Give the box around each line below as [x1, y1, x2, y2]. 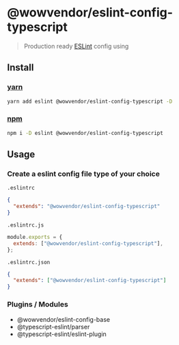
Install [7, 62, 34, 73]
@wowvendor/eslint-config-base [16, 315, 111, 323]
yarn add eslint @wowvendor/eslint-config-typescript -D [7, 98, 173, 105]
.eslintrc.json [7, 259, 51, 266]
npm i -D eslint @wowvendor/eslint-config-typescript [7, 129, 164, 136]
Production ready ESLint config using [23, 42, 129, 50]
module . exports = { [7, 233, 63, 240]
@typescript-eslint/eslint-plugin [16, 330, 107, 338]
